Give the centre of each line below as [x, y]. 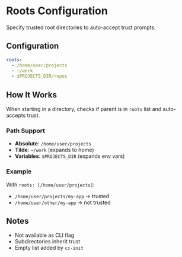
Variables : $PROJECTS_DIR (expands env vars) [70, 156]
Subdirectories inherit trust [47, 242]
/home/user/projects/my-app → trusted [62, 196]
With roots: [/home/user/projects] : [50, 185]
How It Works [32, 95]
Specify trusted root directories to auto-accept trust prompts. [81, 27]
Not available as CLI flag [44, 235]
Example [19, 172]
